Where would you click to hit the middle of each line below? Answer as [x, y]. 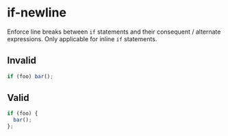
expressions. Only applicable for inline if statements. [82, 38]
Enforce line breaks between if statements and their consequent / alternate [114, 32]
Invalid [22, 61]
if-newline [37, 13]
